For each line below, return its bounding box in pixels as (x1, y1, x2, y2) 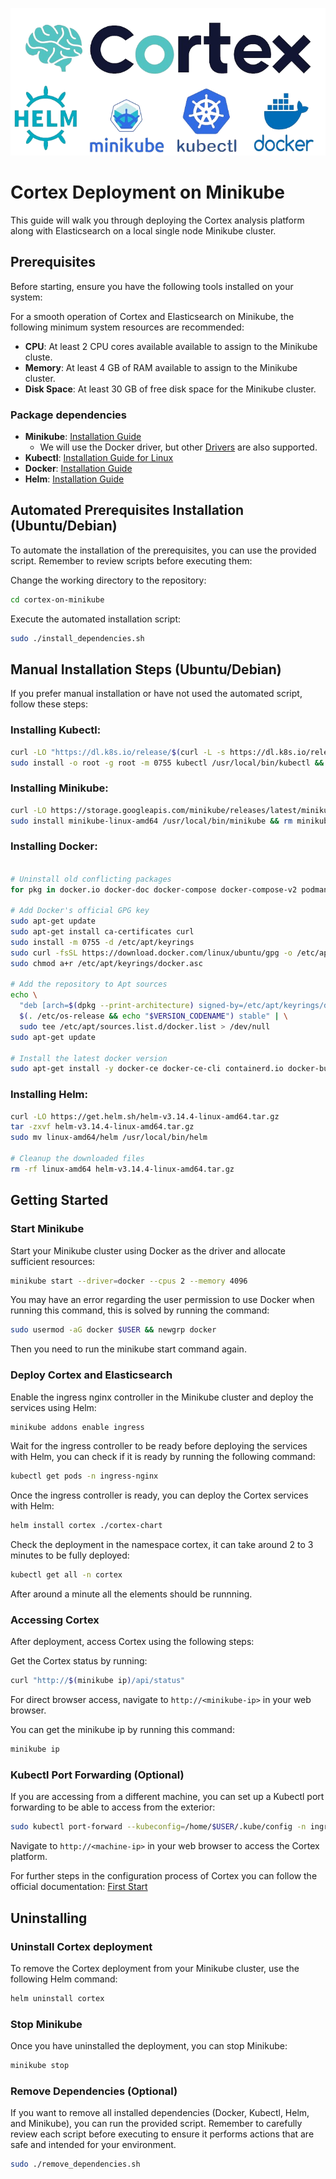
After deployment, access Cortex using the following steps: (10, 1636, 255, 1648)
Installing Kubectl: (10, 723, 102, 737)
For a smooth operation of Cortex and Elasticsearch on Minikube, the (10, 310, 295, 322)
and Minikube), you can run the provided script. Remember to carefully (10, 2118, 303, 2130)
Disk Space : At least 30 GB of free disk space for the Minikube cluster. (24, 383, 317, 395)
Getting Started (10, 1192, 109, 1209)
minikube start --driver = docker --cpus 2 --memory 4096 (10, 1276, 248, 1286)
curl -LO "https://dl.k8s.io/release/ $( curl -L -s (10, 747, 226, 757)
